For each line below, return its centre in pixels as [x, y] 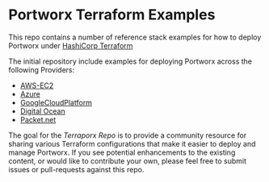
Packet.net [38, 119]
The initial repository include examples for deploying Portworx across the [130, 61]
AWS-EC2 [37, 85]
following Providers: [42, 69]
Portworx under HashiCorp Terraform [71, 45]
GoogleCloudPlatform [56, 102]
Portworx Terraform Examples [112, 15]
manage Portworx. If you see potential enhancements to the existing [122, 152]
